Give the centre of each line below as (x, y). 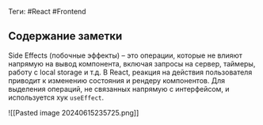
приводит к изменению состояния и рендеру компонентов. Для (117, 80)
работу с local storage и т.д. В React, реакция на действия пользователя (130, 72)
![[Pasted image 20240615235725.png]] (74, 112)
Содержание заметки (65, 36)
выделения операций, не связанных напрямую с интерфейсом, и (119, 89)
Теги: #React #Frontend (47, 11)
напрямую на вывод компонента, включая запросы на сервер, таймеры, (132, 63)
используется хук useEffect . (56, 97)
